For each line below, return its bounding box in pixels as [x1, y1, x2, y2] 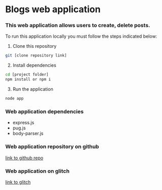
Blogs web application [5, 4, 101, 15]
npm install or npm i [5, 77, 51, 82]
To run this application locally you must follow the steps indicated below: [5, 33, 157, 39]
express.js [12, 120, 35, 126]
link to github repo [5, 154, 44, 161]
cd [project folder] [5, 72, 49, 77]
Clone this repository [12, 43, 57, 49]
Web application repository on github [5, 143, 99, 150]
